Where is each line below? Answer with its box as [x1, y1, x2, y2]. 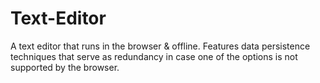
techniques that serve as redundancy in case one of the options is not [10, 50, 298, 62]
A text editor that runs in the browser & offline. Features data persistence [10, 40, 311, 52]
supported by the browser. [10, 61, 120, 73]
